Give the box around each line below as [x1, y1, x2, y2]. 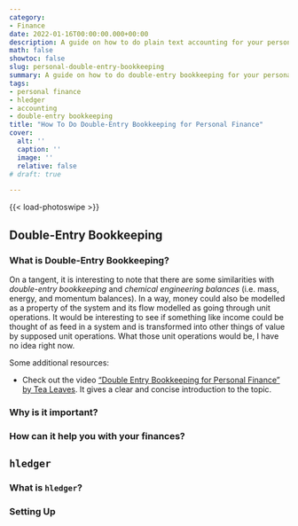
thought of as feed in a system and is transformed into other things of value [9, 321, 286, 332]
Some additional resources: [9, 357, 109, 368]
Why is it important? [9, 405, 98, 418]
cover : [9, 129, 34, 137]
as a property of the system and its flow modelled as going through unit [9, 302, 271, 313]
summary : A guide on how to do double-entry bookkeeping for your [9, 71, 260, 80]
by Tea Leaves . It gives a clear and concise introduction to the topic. [21, 383, 272, 395]
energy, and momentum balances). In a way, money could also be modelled [9, 293, 286, 303]
